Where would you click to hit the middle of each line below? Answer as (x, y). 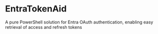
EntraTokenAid (36, 9)
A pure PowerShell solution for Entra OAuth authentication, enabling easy (79, 22)
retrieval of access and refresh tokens (44, 27)
